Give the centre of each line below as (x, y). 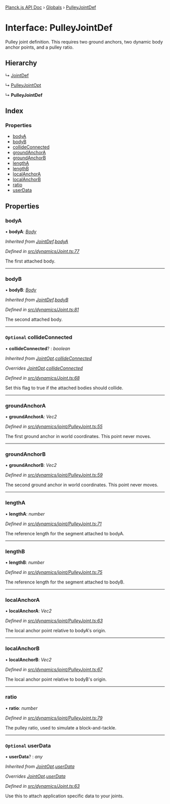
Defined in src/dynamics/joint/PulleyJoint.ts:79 (54, 718)
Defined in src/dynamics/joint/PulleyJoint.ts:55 (54, 427)
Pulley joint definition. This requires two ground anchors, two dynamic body (84, 42)
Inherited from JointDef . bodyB (37, 300)
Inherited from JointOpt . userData (40, 766)
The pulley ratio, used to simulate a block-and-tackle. (61, 727)
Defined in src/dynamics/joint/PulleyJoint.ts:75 (54, 572)
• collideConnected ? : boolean (38, 348)
